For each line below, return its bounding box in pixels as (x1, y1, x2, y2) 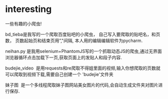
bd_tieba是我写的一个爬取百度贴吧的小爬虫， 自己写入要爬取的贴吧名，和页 (5, 31, 160, 37)
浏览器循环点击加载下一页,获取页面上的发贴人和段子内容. (5, 54, 122, 60)
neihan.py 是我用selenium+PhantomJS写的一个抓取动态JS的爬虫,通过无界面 (5, 48, 162, 54)
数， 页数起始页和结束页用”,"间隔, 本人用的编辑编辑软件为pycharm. (5, 37, 143, 43)
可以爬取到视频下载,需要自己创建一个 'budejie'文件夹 (5, 71, 114, 77)
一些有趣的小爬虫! (5, 20, 42, 26)
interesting (5, 3, 52, 15)
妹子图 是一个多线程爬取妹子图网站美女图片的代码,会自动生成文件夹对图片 (5, 81, 158, 88)
